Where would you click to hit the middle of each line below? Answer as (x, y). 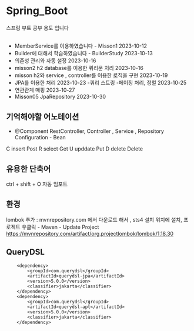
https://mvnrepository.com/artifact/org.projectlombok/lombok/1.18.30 (90, 233)
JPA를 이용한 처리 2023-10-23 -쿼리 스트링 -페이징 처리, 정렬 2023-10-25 (101, 83)
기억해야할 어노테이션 (43, 117)
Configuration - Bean (40, 138)
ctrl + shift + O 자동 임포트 (37, 184)
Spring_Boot (37, 11)
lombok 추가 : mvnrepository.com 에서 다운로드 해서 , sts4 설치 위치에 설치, (94, 219)
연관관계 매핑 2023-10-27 (45, 90)
